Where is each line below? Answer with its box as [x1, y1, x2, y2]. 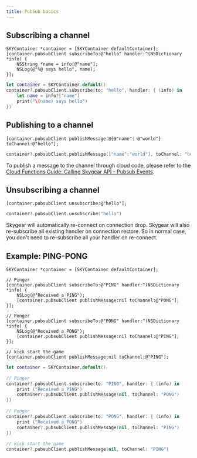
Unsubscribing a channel [6, 185, 100, 195]
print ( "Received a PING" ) [16, 386, 83, 392]
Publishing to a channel [6, 120, 94, 130]
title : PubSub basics [6, 8, 59, 15]
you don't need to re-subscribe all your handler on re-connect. [6, 234, 158, 241]
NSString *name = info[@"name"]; [16, 61, 98, 68]
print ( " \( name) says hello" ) [16, 98, 88, 105]
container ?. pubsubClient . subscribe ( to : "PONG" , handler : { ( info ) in [6, 413, 180, 419]
